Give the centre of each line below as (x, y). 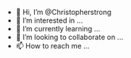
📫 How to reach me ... (52, 46)
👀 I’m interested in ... (49, 20)
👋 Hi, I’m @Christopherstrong (64, 12)
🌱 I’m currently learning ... (58, 29)
